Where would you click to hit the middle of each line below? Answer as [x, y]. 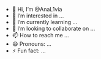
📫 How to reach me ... [40, 35]
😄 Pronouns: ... [32, 44]
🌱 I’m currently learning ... [45, 22]
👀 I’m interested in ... [38, 16]
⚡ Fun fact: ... [29, 51]
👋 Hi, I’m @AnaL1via [37, 9]
